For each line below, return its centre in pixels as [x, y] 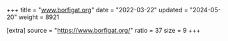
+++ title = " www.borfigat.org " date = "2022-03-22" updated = [97, 10]
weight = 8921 [39, 17]
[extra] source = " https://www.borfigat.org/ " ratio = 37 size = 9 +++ [104, 30]
